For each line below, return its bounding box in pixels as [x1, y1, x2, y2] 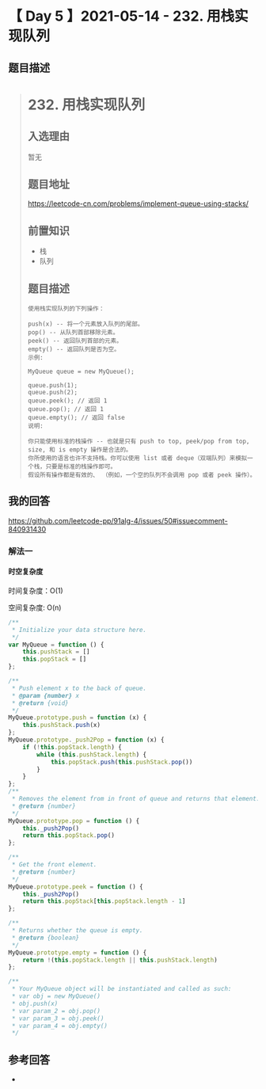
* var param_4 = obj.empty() [11, 1022, 108, 1030]
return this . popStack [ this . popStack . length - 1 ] [22, 897, 186, 905]
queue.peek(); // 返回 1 [27, 397, 108, 405]
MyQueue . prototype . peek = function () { [8, 882, 144, 891]
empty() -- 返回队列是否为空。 [27, 345, 120, 353]
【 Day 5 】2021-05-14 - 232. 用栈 [8, 7, 235, 25]
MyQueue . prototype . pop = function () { [8, 817, 140, 824]
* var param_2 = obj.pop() [11, 1007, 101, 1015]
